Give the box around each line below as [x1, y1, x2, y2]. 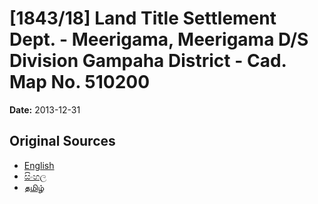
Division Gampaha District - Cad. [9, 50, 287, 72]
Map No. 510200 [9, 71, 151, 94]
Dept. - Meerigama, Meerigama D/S [9, 28, 309, 51]
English [23, 159, 55, 171]
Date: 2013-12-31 [9, 103, 81, 116]
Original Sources [9, 133, 116, 150]
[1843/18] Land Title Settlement [9, 7, 277, 30]
